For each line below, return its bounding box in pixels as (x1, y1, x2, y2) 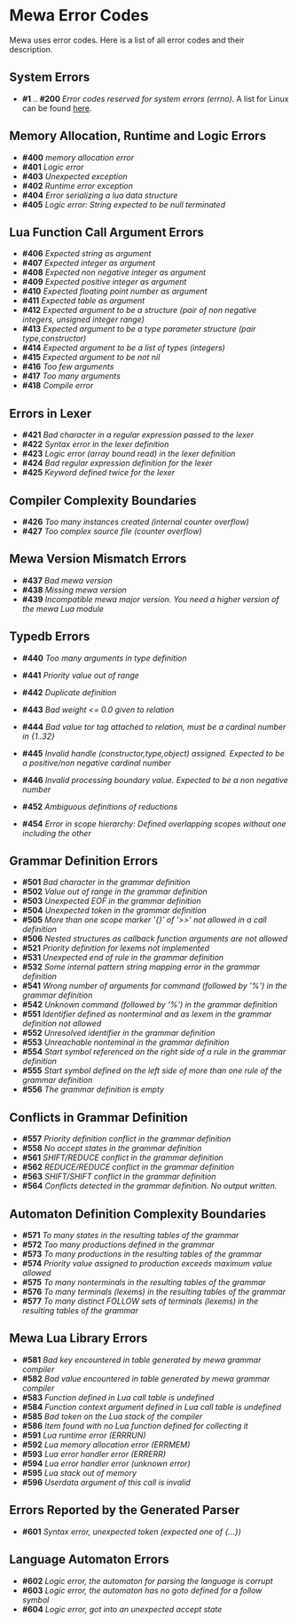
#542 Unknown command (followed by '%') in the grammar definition (21, 1000, 278, 1010)
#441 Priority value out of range (21, 670, 140, 680)
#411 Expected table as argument (21, 295, 145, 306)
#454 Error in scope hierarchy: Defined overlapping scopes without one (21, 818, 286, 829)
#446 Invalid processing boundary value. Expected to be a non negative (21, 774, 288, 785)
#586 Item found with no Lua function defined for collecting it (21, 1420, 248, 1431)
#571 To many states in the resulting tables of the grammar (21, 1230, 239, 1241)
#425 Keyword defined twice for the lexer (21, 467, 176, 478)
